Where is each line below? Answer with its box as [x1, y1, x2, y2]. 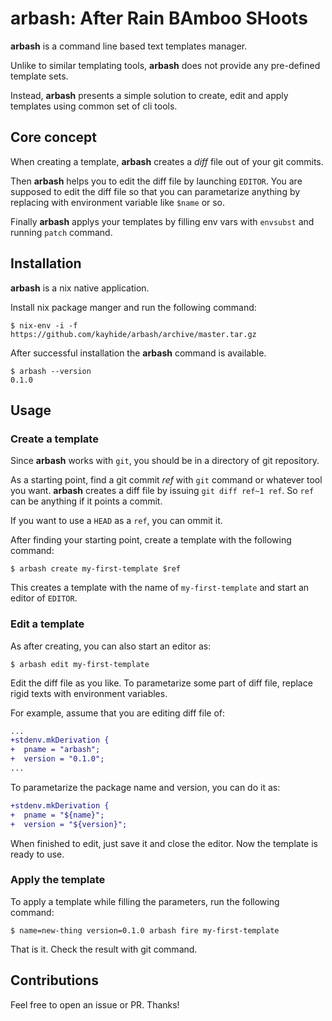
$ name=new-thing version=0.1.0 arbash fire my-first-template [10, 925, 280, 936]
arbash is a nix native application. [10, 282, 150, 294]
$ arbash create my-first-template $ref [10, 564, 182, 574]
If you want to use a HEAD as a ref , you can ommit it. [10, 515, 223, 527]
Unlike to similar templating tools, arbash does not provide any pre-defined [10, 59, 321, 71]
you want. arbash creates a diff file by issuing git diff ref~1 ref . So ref [10, 485, 315, 497]
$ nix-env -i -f [10, 320, 78, 331]
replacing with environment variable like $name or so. [10, 196, 226, 208]
